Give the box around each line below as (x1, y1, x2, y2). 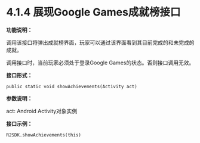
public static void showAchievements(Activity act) (6, 83, 137, 89)
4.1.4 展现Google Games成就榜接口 (6, 5, 181, 19)
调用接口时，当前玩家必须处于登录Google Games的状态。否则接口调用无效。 (6, 59, 195, 66)
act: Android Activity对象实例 (6, 107, 78, 114)
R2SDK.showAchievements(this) (6, 132, 82, 138)
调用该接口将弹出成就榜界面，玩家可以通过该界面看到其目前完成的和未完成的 (6, 39, 195, 46)
